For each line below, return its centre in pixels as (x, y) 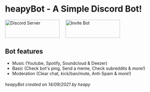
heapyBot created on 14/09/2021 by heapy (48, 84)
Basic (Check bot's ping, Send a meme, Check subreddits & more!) (79, 68)
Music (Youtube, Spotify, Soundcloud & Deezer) (60, 63)
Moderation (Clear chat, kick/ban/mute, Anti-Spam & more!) (72, 73)
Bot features (24, 52)
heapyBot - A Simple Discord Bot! (74, 9)
